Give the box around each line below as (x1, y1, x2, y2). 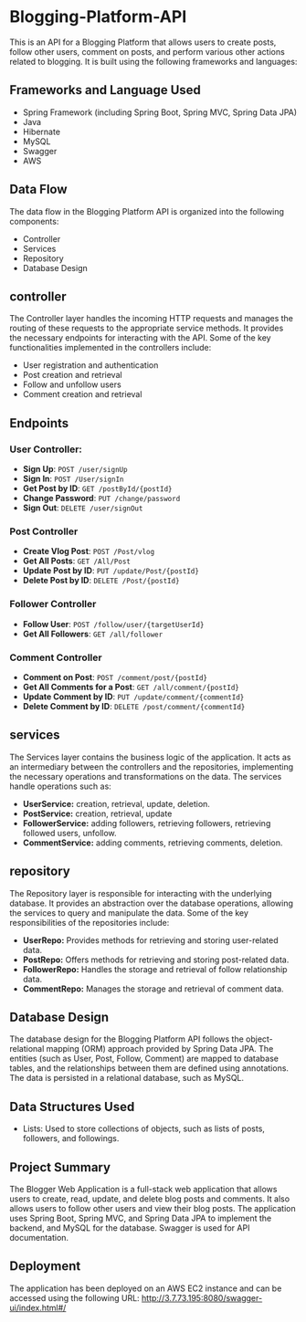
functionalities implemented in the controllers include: (9, 342, 212, 353)
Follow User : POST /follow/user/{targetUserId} (22, 618, 205, 629)
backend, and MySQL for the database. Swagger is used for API (9, 1222, 250, 1233)
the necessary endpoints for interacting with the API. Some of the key (9, 332, 271, 343)
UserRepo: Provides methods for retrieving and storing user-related (22, 934, 279, 946)
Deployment (9, 1258, 81, 1275)
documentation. (9, 1233, 69, 1243)
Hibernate (22, 126, 61, 137)
